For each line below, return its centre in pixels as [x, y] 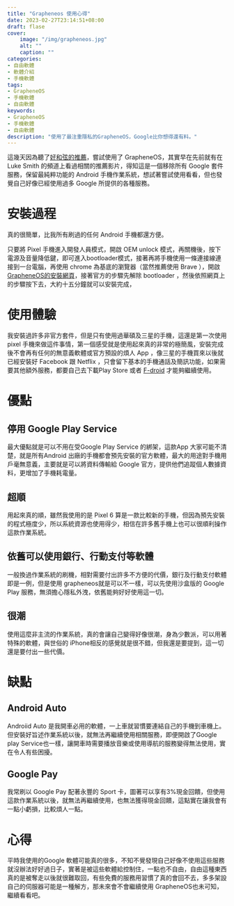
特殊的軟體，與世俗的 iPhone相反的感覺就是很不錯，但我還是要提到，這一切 [116, 643]
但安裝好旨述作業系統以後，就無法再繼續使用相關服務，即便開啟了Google [112, 734]
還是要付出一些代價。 [38, 651]
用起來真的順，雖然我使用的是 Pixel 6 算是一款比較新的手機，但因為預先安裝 [116, 515]
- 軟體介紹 [21, 72]
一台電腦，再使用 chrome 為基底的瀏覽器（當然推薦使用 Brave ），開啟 [120, 267]
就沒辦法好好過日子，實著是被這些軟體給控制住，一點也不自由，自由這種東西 [117, 869]
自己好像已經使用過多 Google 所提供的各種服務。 [83, 183]
